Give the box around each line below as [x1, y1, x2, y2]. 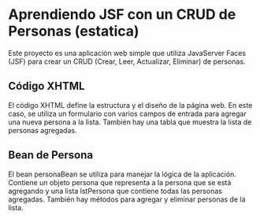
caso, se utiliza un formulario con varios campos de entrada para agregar [8, 109, 247, 118]
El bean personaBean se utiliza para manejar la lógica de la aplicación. [8, 169, 236, 179]
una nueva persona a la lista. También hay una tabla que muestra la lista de [8, 117, 252, 127]
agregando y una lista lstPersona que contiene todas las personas [8, 186, 223, 195]
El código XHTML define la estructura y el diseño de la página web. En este [8, 100, 253, 109]
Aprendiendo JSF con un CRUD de [8, 6, 236, 24]
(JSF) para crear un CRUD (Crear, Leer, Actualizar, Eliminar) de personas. [8, 57, 246, 66]
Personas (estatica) [8, 22, 139, 40]
